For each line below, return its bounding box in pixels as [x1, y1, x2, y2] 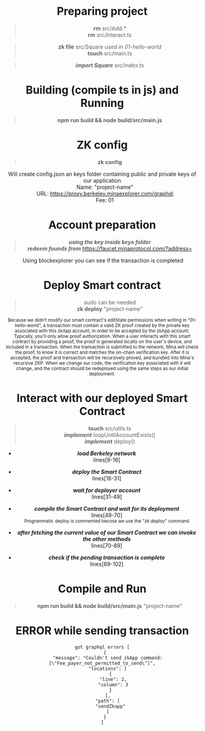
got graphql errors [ [75, 644, 130, 650]
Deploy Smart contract [43, 278, 162, 292]
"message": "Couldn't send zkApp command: [53, 655, 163, 661]
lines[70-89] [91, 542, 123, 549]
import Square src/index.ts [75, 61, 144, 69]
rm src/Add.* [93, 25, 127, 32]
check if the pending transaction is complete [48, 553, 165, 561]
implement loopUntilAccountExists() [64, 431, 156, 438]
